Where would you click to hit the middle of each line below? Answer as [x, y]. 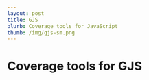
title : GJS [23, 20]
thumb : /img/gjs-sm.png [41, 32]
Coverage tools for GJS [75, 66]
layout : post [26, 13]
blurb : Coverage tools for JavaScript [62, 26]
